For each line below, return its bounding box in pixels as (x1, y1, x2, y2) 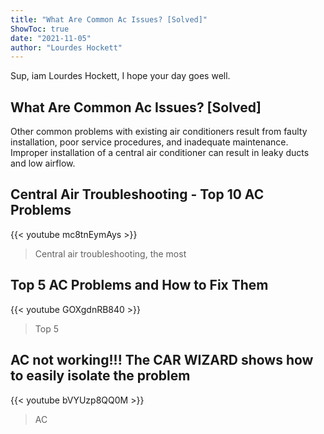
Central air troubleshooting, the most (34, 247, 187, 260)
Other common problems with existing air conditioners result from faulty (10, 126, 308, 138)
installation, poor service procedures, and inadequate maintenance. (10, 136, 289, 148)
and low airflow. (10, 157, 76, 170)
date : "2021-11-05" (10, 33, 92, 43)
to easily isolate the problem (10, 367, 191, 385)
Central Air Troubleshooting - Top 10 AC (10, 186, 265, 203)
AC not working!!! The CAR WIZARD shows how (10, 352, 314, 369)
